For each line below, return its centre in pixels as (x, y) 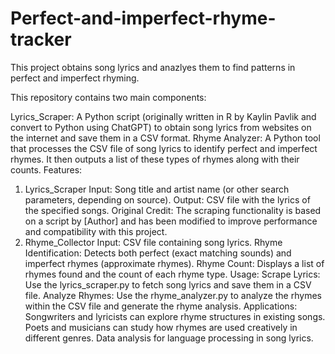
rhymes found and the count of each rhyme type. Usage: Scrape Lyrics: (172, 274)
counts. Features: (46, 169)
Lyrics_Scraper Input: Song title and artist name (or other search (157, 189)
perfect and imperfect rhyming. (75, 78)
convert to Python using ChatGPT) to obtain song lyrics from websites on (161, 127)
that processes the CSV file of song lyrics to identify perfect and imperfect (164, 148)
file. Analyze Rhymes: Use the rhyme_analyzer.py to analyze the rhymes (173, 295)
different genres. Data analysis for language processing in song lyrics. (169, 338)
